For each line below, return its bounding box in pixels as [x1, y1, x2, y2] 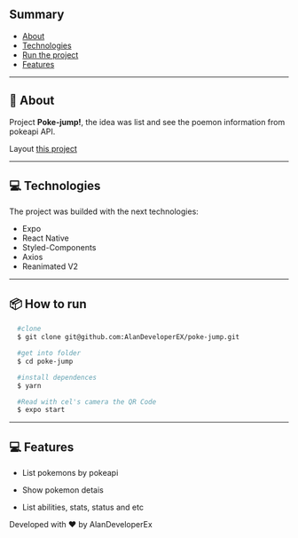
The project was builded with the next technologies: [9, 206, 200, 217]
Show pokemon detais [21, 485, 104, 495]
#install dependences [17, 373, 98, 382]
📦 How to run [9, 297, 87, 312]
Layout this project [9, 143, 78, 154]
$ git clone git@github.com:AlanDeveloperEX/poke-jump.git [17, 333, 240, 342]
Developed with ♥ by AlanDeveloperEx [9, 519, 153, 530]
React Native [21, 233, 69, 243]
